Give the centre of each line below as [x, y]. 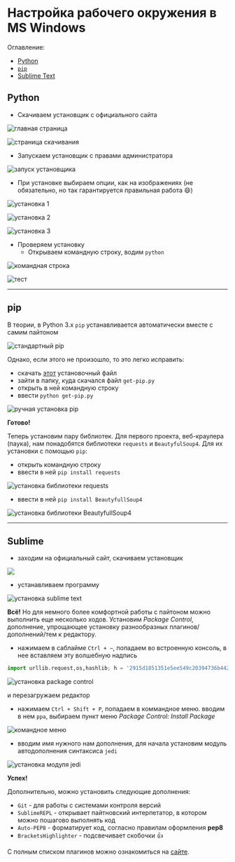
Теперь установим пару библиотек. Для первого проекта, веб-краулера [115, 436]
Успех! [17, 778]
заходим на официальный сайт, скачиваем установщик [100, 558]
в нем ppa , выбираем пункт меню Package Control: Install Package [116, 716]
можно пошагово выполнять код [66, 820]
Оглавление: [26, 47]
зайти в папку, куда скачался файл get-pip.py [86, 380]
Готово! [19, 422]
